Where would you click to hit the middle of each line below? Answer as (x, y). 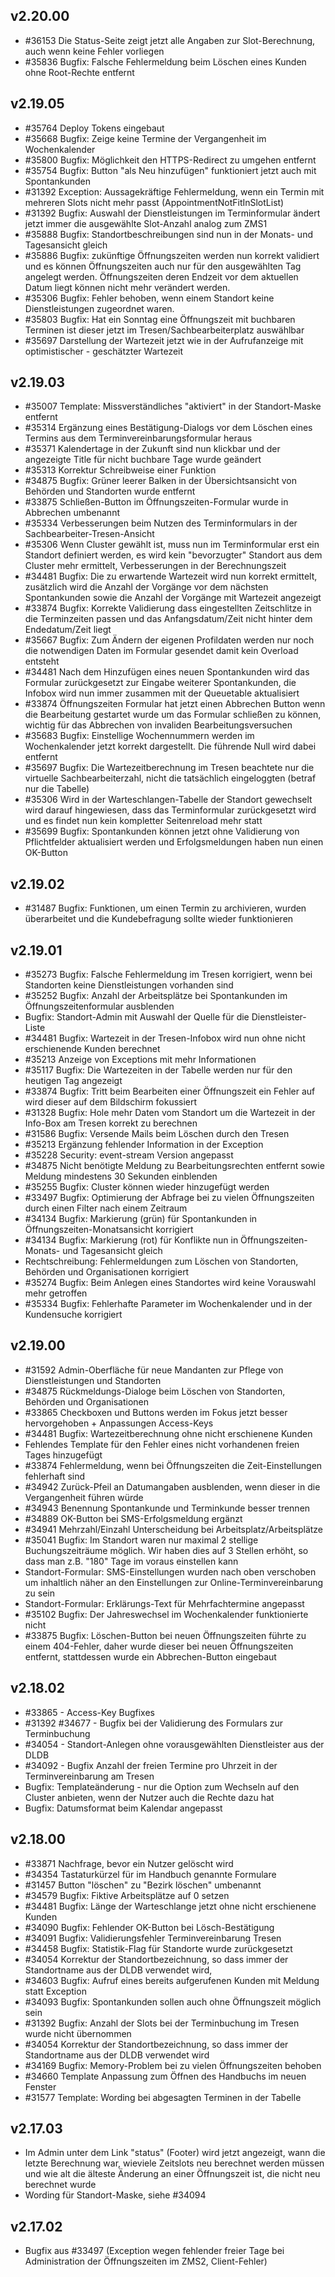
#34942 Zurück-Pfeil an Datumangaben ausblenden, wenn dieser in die (172, 1486)
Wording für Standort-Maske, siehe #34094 (115, 2195)
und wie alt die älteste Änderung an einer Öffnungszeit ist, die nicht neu (172, 2174)
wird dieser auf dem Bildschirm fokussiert (111, 1102)
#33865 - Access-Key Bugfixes (89, 1712)
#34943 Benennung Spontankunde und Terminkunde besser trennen (167, 1508)
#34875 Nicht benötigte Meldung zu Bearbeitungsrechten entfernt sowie (174, 1166)
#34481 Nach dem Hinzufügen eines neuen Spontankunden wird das (167, 672)
